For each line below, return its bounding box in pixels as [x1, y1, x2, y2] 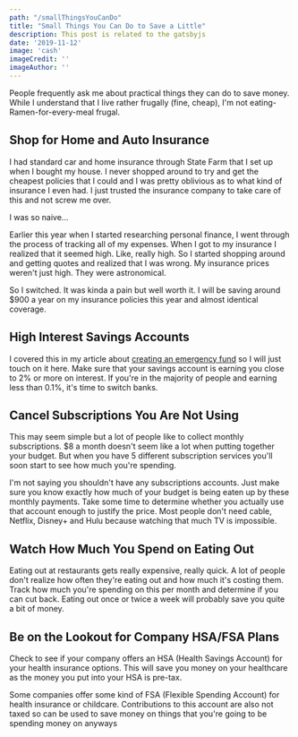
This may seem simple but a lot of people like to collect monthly [9, 432, 244, 442]
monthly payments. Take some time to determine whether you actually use [9, 496, 285, 507]
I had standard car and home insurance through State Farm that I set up [9, 156, 273, 167]
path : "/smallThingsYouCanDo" [9, 13, 123, 22]
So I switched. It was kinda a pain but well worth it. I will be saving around [9, 284, 281, 296]
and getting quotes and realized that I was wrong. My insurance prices [9, 257, 270, 269]
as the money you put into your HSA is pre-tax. [9, 672, 183, 682]
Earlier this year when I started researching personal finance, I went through [9, 229, 290, 240]
